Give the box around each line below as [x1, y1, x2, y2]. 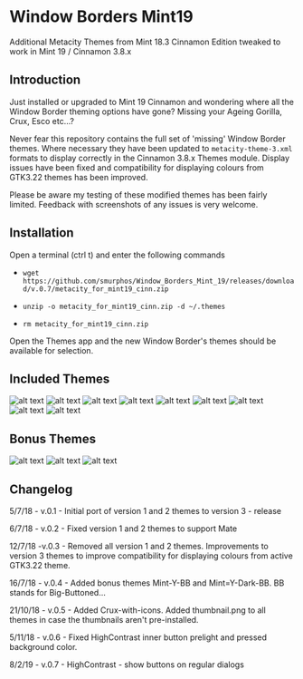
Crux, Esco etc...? [9, 115, 75, 126]
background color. [9, 642, 78, 652]
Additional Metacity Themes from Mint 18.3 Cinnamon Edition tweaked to [9, 36, 281, 47]
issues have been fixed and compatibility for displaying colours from [9, 161, 264, 173]
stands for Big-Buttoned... [9, 587, 106, 597]
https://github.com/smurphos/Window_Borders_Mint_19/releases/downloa [22, 276, 295, 286]
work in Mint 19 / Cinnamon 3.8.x [9, 45, 132, 56]
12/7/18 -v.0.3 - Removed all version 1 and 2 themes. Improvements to [9, 541, 269, 551]
